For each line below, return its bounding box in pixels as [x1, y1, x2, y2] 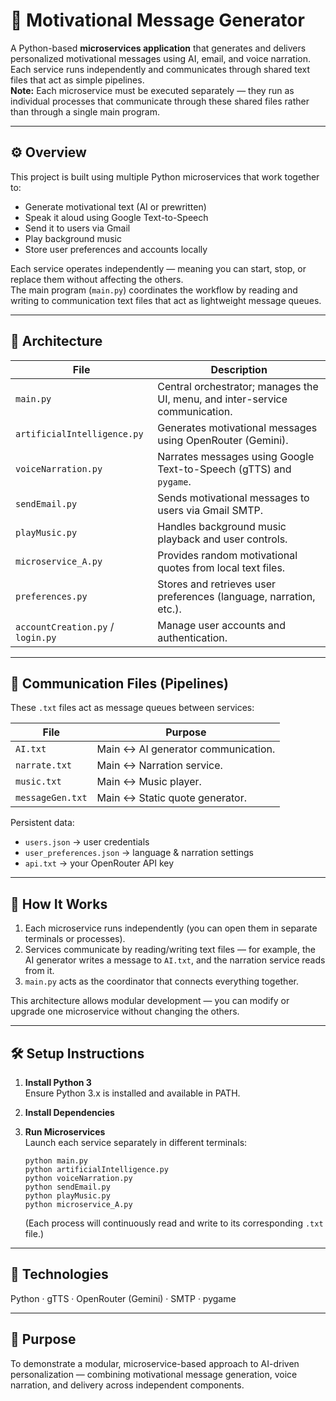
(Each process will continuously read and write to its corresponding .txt [24, 1217, 324, 1229]
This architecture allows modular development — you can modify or [10, 995, 290, 1007]
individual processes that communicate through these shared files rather [10, 95, 310, 107]
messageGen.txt [15, 792, 88, 804]
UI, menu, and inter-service [157, 392, 288, 406]
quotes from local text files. [157, 560, 286, 574]
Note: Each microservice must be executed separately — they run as [10, 84, 295, 96]
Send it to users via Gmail [24, 222, 131, 234]
